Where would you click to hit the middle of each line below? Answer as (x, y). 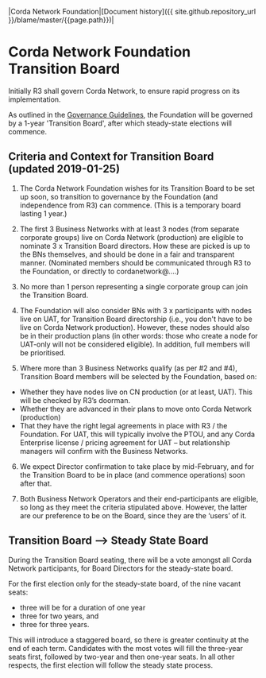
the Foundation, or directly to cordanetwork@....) (99, 271)
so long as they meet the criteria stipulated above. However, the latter (133, 507)
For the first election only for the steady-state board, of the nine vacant (124, 583)
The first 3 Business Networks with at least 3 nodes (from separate (129, 229)
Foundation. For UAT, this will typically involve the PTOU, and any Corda (137, 434)
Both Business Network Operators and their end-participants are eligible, (139, 498)
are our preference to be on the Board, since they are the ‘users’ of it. (133, 515)
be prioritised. (42, 352)
